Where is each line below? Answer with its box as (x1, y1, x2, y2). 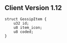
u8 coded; (13, 29, 34, 34)
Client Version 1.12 (4, 4, 62, 12)
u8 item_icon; (13, 25, 42, 30)
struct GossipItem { (4, 16, 47, 21)
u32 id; (13, 21, 29, 26)
